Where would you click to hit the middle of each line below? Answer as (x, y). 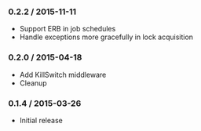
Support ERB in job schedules (68, 29)
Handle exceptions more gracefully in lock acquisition (106, 37)
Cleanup (33, 83)
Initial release (41, 120)
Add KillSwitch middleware (63, 75)
